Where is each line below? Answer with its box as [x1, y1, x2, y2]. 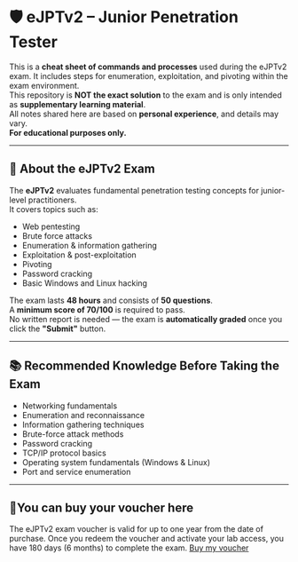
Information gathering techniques [21, 419, 145, 430]
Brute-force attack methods [21, 428, 124, 439]
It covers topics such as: [9, 203, 99, 214]
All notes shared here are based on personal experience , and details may [9, 108, 279, 119]
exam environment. [9, 80, 80, 91]
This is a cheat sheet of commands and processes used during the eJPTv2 [9, 61, 287, 72]
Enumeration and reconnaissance [21, 409, 145, 420]
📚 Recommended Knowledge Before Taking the [9, 359, 279, 374]
